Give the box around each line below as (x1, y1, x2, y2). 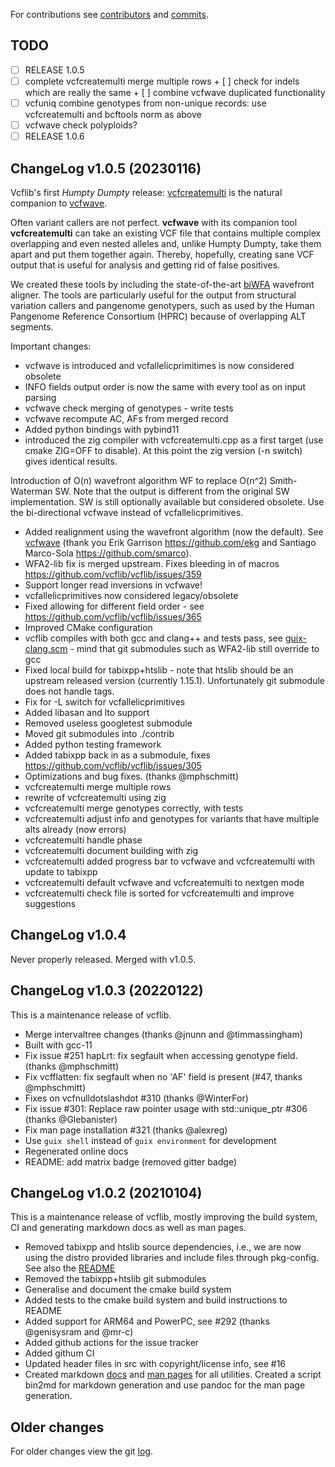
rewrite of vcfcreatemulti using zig (24, 791, 167, 803)
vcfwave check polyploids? (24, 119, 138, 131)
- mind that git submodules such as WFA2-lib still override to (69, 642, 320, 654)
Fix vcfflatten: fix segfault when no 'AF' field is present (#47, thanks (24, 1070, 303, 1083)
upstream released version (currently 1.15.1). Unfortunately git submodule (24, 674, 326, 686)
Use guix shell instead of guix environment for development (24, 1134, 277, 1146)
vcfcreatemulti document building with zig (24, 844, 199, 856)
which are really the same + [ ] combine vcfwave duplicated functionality (24, 86, 326, 98)
